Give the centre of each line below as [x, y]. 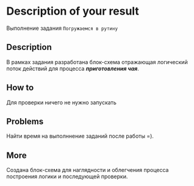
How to [20, 88]
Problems [25, 121]
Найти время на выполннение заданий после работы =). [80, 136]
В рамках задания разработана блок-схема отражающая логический [97, 62]
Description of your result [73, 11]
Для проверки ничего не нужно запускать [62, 102]
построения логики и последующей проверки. [67, 177]
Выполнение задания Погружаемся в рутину [62, 28]
